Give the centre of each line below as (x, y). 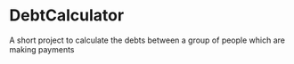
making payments (42, 49)
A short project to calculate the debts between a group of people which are (147, 40)
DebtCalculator (67, 16)
